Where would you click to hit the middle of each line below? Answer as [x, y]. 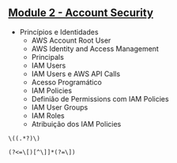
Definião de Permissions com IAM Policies [100, 98]
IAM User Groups [60, 107]
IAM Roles [48, 115]
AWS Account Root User [71, 40]
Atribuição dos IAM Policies [76, 124]
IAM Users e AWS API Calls [76, 73]
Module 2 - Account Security [81, 13]
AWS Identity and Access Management [95, 48]
